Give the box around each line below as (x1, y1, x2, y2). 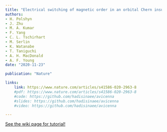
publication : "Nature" (5, 71, 52, 77)
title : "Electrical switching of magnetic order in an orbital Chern (5, 7, 153, 12)
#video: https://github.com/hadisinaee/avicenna (14, 103, 117, 108)
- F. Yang (5, 30, 26, 35)
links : (5, 80, 19, 86)
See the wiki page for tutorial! (5, 121, 66, 127)
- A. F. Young (5, 58, 35, 63)
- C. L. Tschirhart (5, 35, 46, 40)
